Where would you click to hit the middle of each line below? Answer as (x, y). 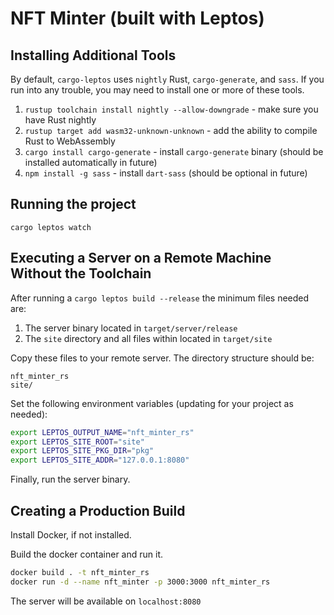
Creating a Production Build (98, 510)
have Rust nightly (60, 120)
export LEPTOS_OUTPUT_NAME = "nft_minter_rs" (102, 432)
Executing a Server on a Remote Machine (141, 258)
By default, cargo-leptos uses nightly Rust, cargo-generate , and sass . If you (167, 79)
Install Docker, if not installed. (71, 534)
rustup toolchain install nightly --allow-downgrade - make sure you (171, 109)
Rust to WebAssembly (70, 141)
